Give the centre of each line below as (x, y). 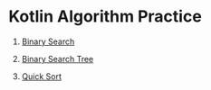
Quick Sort (42, 76)
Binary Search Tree (58, 58)
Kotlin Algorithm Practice (105, 17)
